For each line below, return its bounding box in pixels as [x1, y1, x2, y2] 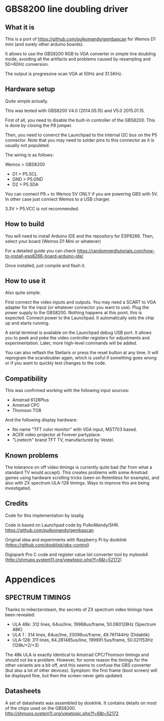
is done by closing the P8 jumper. [5, 122, 72, 128]
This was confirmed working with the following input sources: [5, 388, 130, 393]
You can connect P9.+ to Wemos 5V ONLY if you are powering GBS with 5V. [5, 191, 158, 197]
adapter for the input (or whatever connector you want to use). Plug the [5, 304, 149, 310]
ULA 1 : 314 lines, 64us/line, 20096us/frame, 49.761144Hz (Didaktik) [12, 631, 150, 637]
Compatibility [5, 374, 47, 383]
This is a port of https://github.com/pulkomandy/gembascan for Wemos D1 [5, 36, 156, 42]
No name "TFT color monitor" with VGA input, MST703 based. [12, 426, 138, 432]
